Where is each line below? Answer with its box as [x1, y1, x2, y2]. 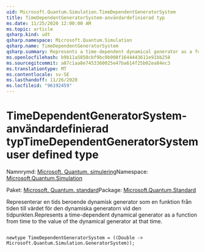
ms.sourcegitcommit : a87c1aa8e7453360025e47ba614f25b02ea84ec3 [6, 60, 171, 66]
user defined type [6, 148, 99, 162]
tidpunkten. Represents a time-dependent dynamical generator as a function [6, 211, 197, 218]
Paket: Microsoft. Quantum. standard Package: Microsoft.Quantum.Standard [6, 186, 196, 193]
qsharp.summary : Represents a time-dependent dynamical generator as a [6, 49, 192, 55]
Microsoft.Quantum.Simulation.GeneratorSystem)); [6, 240, 135, 246]
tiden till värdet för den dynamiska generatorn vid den [6, 204, 142, 212]
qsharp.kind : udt [6, 32, 51, 38]
